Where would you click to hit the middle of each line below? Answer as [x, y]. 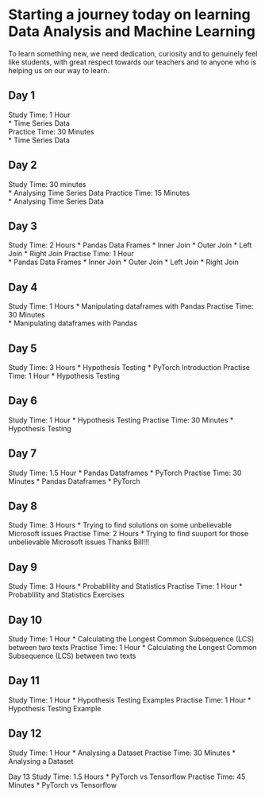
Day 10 [25, 619]
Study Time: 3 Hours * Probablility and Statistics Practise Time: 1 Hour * [126, 586]
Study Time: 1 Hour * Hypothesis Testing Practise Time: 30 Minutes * [121, 420]
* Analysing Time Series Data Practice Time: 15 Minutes [99, 193]
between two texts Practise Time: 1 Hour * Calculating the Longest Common [132, 648]
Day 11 [24, 681]
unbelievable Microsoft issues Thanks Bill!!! [79, 542]
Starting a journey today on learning [130, 15]
